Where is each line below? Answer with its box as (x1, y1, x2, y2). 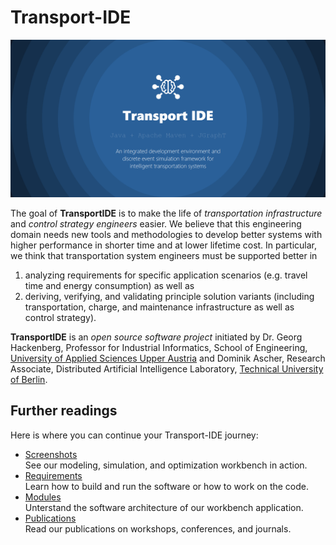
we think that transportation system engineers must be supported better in (10, 249, 318, 261)
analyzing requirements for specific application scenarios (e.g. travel (24, 269, 308, 281)
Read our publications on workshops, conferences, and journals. (24, 522, 292, 535)
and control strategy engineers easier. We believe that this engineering (10, 217, 302, 230)
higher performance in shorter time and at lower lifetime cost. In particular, (10, 239, 318, 251)
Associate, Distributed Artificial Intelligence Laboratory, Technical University (10, 362, 324, 375)
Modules (24, 491, 62, 503)
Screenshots (24, 448, 78, 460)
